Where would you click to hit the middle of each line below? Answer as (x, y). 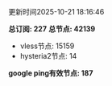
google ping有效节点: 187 (51, 73)
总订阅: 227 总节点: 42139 (52, 29)
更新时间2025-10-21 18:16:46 (56, 12)
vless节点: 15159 (47, 46)
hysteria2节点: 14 (48, 56)
